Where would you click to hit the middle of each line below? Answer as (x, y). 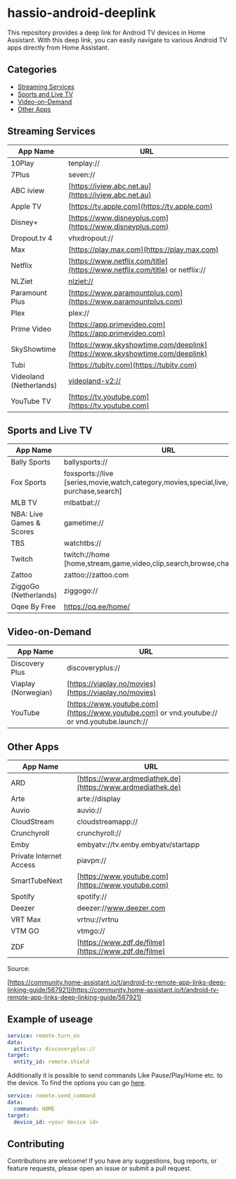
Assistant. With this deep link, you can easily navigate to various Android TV (117, 39)
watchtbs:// (83, 543)
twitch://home (87, 555)
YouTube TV (31, 401)
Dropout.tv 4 (32, 238)
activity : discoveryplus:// (55, 1049)
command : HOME (34, 1108)
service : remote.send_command (52, 1096)
